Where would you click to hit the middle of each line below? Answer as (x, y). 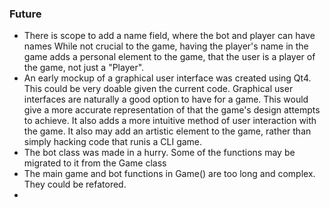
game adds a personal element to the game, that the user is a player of (169, 57)
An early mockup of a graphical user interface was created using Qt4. (167, 78)
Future (25, 14)
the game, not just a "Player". (84, 68)
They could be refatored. (75, 184)
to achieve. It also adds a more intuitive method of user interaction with (170, 121)
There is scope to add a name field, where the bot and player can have (169, 36)
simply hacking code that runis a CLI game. (113, 142)
